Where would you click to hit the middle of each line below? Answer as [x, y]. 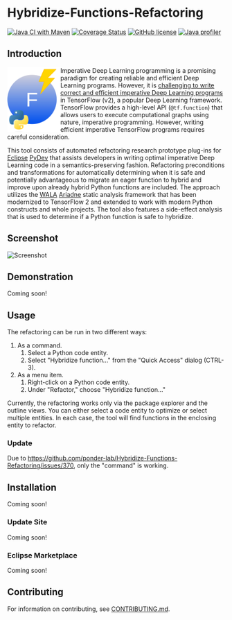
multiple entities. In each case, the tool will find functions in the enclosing [112, 418]
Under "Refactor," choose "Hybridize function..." [97, 390]
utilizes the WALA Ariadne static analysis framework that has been [102, 194]
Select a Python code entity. [68, 353]
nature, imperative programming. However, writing [132, 122]
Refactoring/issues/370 [41, 465]
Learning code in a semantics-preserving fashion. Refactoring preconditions [116, 165]
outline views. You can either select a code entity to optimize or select [107, 411]
